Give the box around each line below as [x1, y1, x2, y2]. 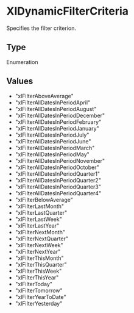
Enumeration [6, 58, 38, 65]
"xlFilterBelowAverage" [15, 196, 73, 203]
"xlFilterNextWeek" [15, 241, 64, 248]
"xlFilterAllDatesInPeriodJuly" [15, 131, 90, 139]
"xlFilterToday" [15, 280, 53, 287]
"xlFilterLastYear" [15, 221, 60, 229]
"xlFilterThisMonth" [15, 254, 64, 262]
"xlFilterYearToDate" [15, 293, 66, 300]
